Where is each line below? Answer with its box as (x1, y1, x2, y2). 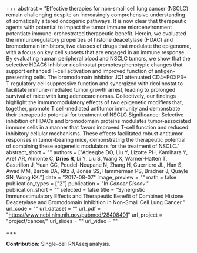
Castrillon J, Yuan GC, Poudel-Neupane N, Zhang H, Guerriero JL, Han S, (6, 161, 183, 168)
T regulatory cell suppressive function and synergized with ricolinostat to (6, 80, 183, 87)
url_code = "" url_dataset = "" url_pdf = (6, 205, 101, 212)
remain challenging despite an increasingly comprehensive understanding (6, 11, 185, 18)
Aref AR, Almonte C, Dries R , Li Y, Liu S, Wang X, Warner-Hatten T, (6, 155, 168, 162)
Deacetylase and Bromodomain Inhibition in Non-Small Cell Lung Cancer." (6, 199, 185, 205)
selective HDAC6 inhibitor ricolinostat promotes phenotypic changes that (6, 61, 183, 68)
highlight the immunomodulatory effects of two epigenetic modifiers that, (6, 99, 183, 105)
